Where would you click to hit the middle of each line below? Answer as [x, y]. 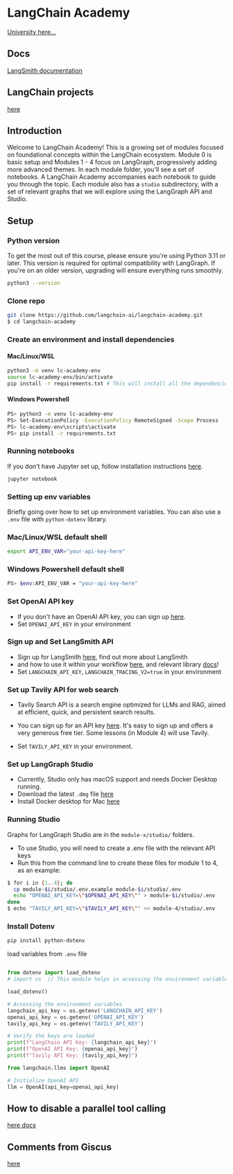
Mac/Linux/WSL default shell [57, 537]
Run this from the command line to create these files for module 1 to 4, [118, 863]
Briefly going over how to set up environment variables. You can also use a [114, 512]
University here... [32, 32]
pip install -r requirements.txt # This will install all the [99, 383]
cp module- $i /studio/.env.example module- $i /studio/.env [97, 889]
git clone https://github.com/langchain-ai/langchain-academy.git [105, 316]
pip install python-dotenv [46, 941]
